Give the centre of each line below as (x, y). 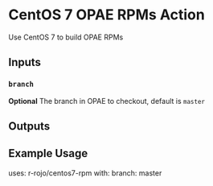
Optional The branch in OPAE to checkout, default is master (106, 101)
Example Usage (48, 153)
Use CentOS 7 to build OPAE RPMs (66, 37)
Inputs (25, 62)
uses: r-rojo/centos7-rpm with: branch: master (85, 173)
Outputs (29, 126)
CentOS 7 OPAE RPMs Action (106, 15)
